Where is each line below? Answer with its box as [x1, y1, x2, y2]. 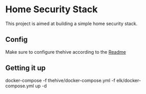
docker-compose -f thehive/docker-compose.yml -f [5, 77, 116, 83]
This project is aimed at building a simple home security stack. [5, 20, 138, 27]
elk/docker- [116, 77, 141, 83]
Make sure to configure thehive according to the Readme [5, 49, 126, 55]
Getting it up [5, 64, 46, 73]
